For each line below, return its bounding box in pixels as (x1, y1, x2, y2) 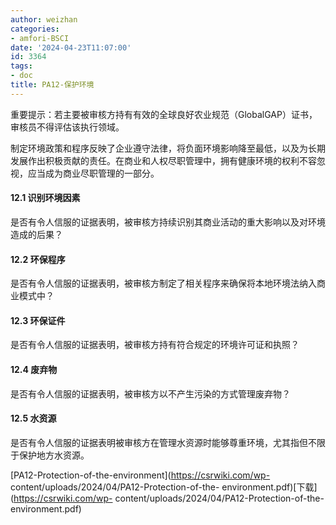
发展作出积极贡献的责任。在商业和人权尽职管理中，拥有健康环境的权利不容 (10, 154, 317, 166)
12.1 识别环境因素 (10, 192, 81, 204)
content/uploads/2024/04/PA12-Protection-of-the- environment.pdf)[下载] (10, 481, 318, 493)
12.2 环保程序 (10, 253, 66, 265)
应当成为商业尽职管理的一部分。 (27, 167, 160, 179)
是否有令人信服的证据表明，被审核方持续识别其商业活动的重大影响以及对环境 (10, 216, 326, 228)
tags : (10, 61, 33, 71)
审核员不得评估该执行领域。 (10, 121, 125, 133)
